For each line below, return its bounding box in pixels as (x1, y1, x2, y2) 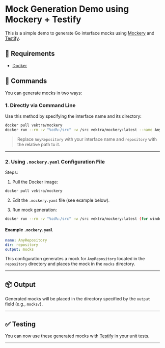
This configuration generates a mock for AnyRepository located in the (5, 256, 145, 262)
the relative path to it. (17, 141, 60, 147)
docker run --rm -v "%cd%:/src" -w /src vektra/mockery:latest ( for (5, 216, 148, 221)
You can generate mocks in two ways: (5, 90, 82, 96)
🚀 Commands (5, 77, 47, 85)
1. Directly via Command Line (5, 102, 76, 109)
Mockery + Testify (5, 14, 82, 25)
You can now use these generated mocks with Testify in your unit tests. (5, 333, 150, 339)
